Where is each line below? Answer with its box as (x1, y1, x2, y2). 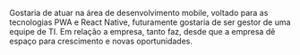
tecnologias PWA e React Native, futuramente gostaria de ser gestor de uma (9, 17, 291, 27)
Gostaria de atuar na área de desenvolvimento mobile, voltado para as (9, 8, 269, 18)
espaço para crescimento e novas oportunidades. (9, 35, 193, 46)
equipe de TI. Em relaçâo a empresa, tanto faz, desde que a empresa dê (9, 27, 276, 36)
